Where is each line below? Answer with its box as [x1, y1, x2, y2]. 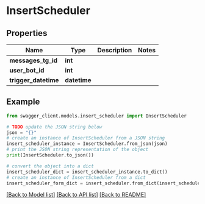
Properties [6, 28, 48, 38]
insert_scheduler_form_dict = [6, 180, 84, 186]
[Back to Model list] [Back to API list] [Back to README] [6, 191, 146, 199]
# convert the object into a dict [6, 163, 95, 169]
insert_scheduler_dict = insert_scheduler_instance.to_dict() [6, 169, 168, 175]
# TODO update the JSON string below [6, 124, 103, 130]
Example [6, 97, 40, 107]
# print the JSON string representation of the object [6, 147, 149, 153]
